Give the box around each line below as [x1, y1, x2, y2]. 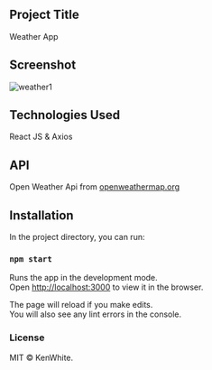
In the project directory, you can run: [9, 232, 145, 243]
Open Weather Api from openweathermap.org [9, 181, 180, 192]
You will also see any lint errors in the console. [9, 309, 182, 319]
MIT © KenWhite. [9, 352, 74, 363]
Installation [9, 208, 74, 223]
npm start [9, 254, 52, 264]
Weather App [9, 31, 59, 42]
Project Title [9, 7, 79, 23]
